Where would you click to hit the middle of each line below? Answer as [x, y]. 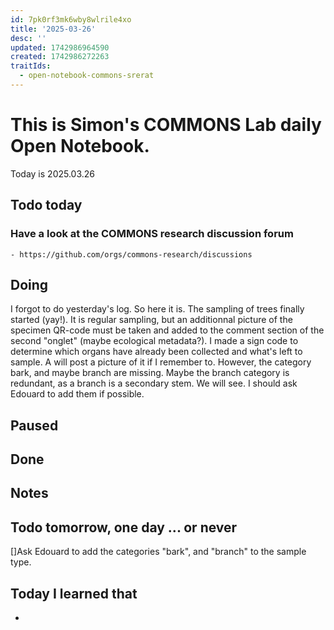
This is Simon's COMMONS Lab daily [166, 125]
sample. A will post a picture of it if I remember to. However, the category [161, 362]
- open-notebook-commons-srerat [87, 76]
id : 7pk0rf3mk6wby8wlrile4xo [71, 19]
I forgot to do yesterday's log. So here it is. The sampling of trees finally [157, 309]
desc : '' [28, 38]
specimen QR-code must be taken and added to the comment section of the [167, 330]
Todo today [46, 205]
